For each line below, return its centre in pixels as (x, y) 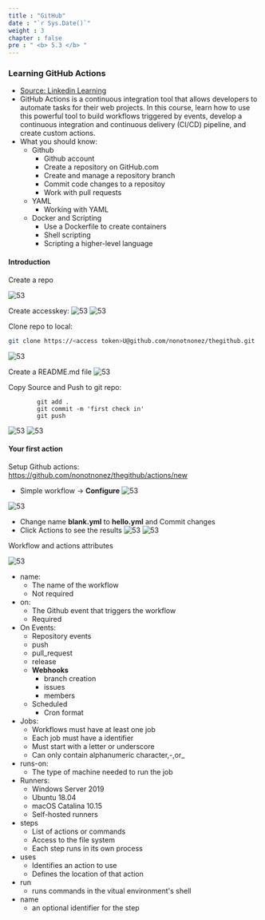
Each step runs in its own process (87, 848)
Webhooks (50, 670)
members (59, 695)
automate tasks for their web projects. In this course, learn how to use (135, 108)
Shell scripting (67, 235)
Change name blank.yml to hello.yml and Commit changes (117, 521)
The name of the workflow (75, 585)
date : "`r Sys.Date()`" (49, 23)
